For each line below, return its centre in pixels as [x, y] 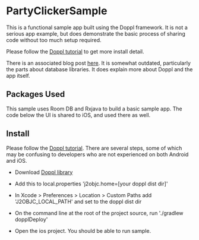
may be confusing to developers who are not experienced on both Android [97, 154]
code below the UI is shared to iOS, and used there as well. [78, 115]
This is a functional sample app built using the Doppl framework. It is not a [97, 27]
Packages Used [36, 94]
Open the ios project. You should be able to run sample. [83, 230]
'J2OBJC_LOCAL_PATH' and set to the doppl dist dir [78, 201]
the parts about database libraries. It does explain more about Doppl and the [99, 69]
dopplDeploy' [31, 219]
